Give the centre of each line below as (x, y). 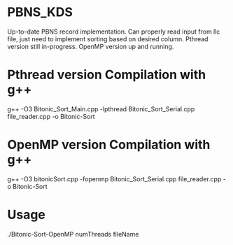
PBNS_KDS (40, 12)
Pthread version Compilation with (107, 75)
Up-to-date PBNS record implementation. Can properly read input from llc (114, 31)
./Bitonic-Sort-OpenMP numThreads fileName (73, 234)
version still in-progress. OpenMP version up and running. (91, 46)
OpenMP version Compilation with (109, 145)
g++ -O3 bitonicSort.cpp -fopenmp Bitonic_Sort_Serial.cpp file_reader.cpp (114, 178)
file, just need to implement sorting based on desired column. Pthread (108, 38)
